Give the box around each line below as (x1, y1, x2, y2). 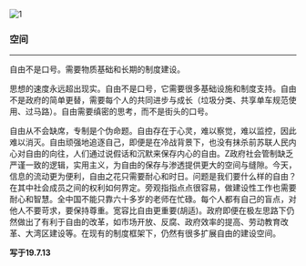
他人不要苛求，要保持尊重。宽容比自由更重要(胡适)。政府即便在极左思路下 (9, 205, 287, 216)
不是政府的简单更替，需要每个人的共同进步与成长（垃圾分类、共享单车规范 (9, 95, 289, 106)
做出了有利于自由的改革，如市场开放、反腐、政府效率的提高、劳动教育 (16, 217, 280, 228)
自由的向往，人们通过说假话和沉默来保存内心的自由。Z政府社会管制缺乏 (25, 148, 294, 159)
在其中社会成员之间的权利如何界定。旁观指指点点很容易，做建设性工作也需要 (9, 182, 297, 193)
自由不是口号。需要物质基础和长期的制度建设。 (9, 64, 185, 75)
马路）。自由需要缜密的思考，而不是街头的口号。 (33, 106, 213, 118)
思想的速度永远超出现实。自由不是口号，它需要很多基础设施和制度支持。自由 (9, 83, 297, 95)
